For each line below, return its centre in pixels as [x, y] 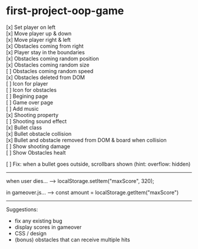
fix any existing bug [39, 221]
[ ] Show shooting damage [38, 146]
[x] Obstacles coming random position [52, 58]
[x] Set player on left [31, 27]
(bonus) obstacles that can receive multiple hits [72, 240]
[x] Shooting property [32, 115]
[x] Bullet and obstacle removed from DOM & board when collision [86, 140]
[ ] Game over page [30, 102]
